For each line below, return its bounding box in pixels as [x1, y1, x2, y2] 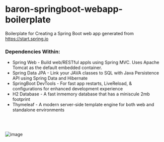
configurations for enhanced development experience [12, 86, 123, 92]
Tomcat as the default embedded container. [12, 65, 102, 71]
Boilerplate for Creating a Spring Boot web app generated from [5, 30, 134, 36]
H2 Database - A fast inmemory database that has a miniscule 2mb [12, 91, 150, 97]
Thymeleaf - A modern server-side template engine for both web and [12, 102, 155, 108]
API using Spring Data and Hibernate [12, 75, 88, 81]
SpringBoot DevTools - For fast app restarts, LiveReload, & [12, 80, 132, 86]
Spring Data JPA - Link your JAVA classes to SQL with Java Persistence [12, 70, 159, 76]
